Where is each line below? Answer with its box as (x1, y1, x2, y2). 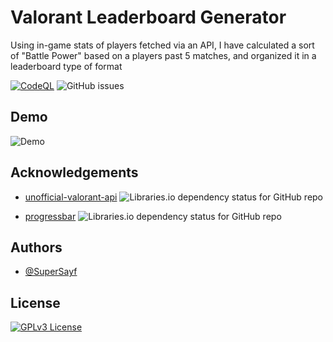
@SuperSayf (24, 266, 78, 278)
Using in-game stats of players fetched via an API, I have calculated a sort (10, 39, 315, 51)
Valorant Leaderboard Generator (10, 6, 287, 29)
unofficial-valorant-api (24, 191, 118, 203)
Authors (10, 239, 63, 256)
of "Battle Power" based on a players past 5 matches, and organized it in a (10, 49, 317, 61)
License (10, 294, 61, 311)
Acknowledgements (10, 164, 139, 181)
